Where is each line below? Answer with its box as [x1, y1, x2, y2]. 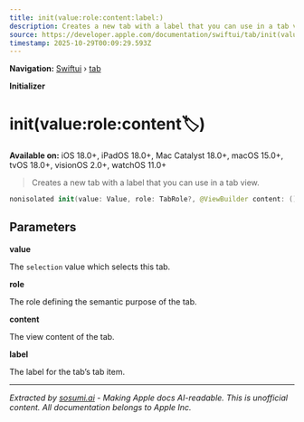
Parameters [9, 220, 77, 235]
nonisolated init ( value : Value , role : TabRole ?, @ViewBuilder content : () [9, 195, 298, 204]
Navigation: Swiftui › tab [9, 63, 101, 74]
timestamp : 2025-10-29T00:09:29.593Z [9, 38, 152, 48]
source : [9, 30, 39, 39]
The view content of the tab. [9, 331, 115, 342]
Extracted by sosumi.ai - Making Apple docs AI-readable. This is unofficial [9, 392, 288, 403]
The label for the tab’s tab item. [9, 366, 126, 377]
